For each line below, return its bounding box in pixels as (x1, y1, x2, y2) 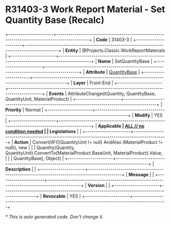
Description (5, 166, 31, 172)
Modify (134, 112, 151, 118)
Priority (5, 107, 22, 113)
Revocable (43, 193, 66, 199)
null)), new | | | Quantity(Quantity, (5, 144, 75, 150)
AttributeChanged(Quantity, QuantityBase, (67, 90, 156, 97)
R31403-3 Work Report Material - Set (5, 4, 165, 15)
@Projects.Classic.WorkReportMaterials (82, 47, 165, 53)
